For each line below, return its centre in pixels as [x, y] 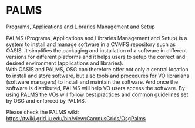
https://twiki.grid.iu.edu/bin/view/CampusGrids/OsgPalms [76, 118]
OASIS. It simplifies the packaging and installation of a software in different [97, 50]
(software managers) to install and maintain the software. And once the [92, 82]
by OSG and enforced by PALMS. [46, 100]
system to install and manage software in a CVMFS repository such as [91, 44]
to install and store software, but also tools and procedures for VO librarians [98, 76]
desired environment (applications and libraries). [65, 63]
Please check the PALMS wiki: [43, 112]
